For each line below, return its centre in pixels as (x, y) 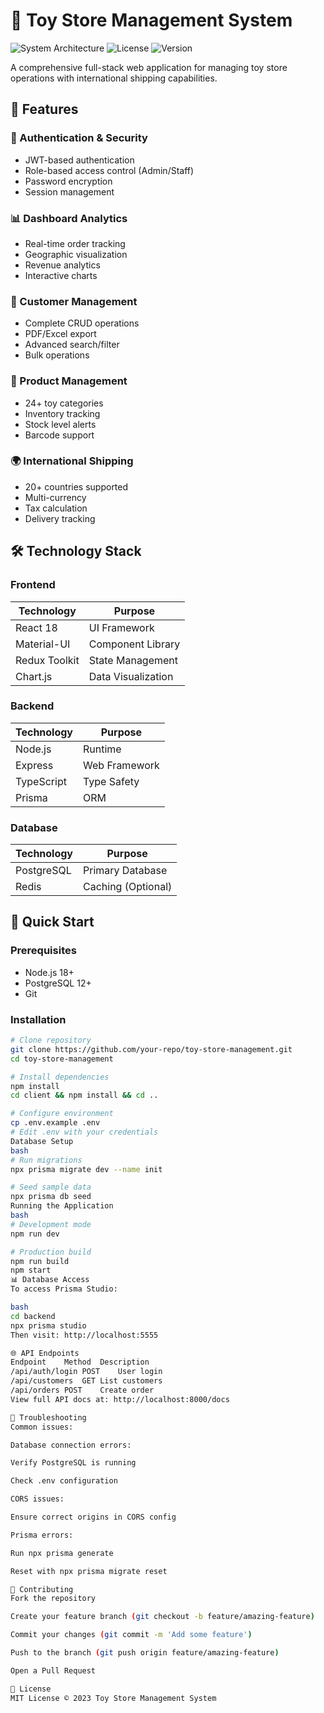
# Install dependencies (60, 1077)
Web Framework (121, 765)
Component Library (134, 644)
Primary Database (125, 871)
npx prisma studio (48, 1325)
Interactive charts (61, 275)
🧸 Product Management (69, 381)
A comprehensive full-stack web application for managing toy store (149, 67)
